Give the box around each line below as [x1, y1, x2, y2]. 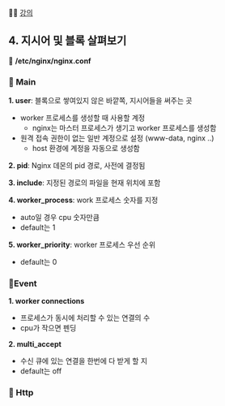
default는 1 [19, 222, 56, 232]
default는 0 [19, 257, 57, 267]
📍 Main [8, 76, 36, 88]
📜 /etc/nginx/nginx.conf [8, 56, 91, 66]
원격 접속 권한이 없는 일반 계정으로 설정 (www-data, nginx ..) [19, 133, 214, 143]
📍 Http [8, 387, 34, 399]
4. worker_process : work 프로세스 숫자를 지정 [8, 195, 159, 205]
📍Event [8, 278, 38, 289]
